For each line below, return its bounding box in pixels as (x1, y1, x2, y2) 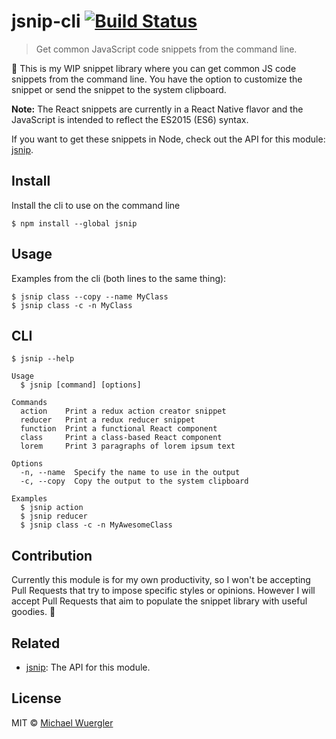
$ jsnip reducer (20, 511, 88, 522)
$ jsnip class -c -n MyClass (11, 300, 133, 310)
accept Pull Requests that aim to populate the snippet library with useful (11, 595, 308, 607)
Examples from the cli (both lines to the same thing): (11, 272, 227, 284)
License (11, 690, 62, 707)
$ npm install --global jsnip (11, 218, 138, 229)
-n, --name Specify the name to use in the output (20, 468, 241, 478)
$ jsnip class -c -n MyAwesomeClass (20, 520, 173, 530)
